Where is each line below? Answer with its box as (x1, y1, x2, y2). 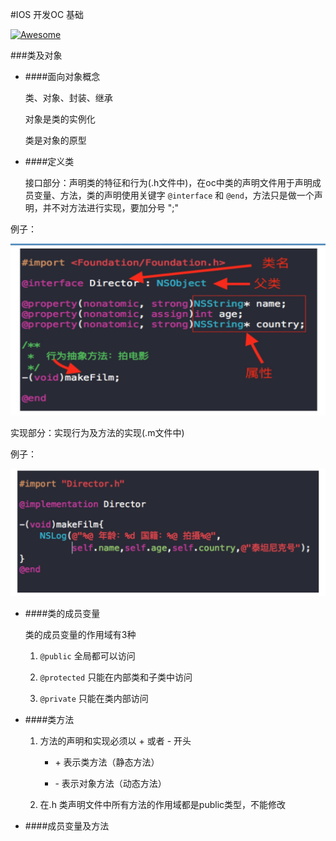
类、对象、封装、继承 (24, 92, 113, 103)
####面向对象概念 (24, 71, 101, 82)
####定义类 (24, 156, 75, 167)
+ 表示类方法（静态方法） (54, 756, 160, 768)
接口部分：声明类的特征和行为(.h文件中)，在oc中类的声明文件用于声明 (24, 177, 313, 188)
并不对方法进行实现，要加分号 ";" (42, 202, 180, 213)
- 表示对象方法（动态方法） (54, 778, 167, 790)
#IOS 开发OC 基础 (10, 9, 85, 20)
